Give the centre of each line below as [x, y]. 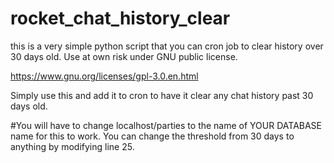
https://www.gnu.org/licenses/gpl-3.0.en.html [104, 76]
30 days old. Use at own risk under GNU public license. [124, 56]
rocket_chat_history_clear [120, 18]
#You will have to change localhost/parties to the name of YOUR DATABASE [166, 125]
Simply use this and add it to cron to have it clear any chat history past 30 [162, 95]
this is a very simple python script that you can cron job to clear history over [167, 46]
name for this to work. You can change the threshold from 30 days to [152, 136]
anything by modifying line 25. [72, 146]
